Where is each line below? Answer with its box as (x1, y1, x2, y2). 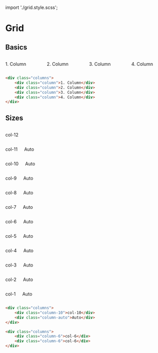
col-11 (5, 146, 18, 152)
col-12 (5, 132, 19, 138)
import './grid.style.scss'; (5, 5, 58, 10)
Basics (5, 43, 27, 51)
